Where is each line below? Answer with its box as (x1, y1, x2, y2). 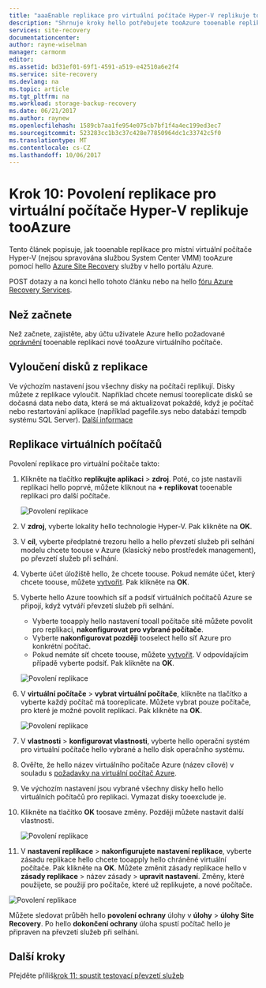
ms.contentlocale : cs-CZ (9, 144, 91, 152)
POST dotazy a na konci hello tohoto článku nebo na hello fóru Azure (9, 277, 234, 287)
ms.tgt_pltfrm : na (9, 92, 69, 100)
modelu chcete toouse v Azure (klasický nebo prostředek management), (20, 545, 256, 554)
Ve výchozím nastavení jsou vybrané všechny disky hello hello (20, 783, 224, 793)
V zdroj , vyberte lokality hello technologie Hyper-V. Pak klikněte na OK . (20, 521, 253, 531)
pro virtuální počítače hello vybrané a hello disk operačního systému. (20, 744, 245, 754)
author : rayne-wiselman (9, 41, 88, 49)
